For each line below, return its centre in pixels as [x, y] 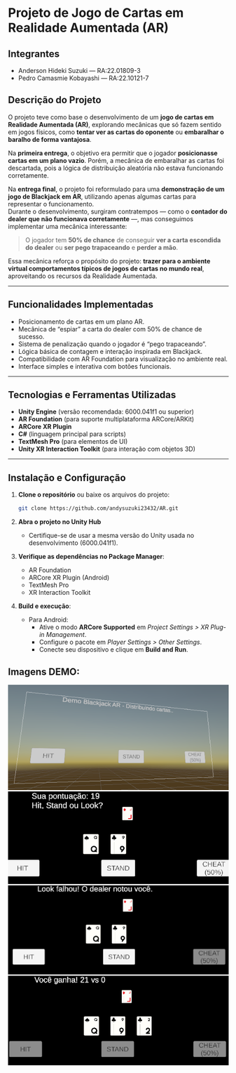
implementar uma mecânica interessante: [68, 226]
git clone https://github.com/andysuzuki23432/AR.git [98, 508]
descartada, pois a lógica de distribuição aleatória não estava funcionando [116, 168]
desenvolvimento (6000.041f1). [73, 543]
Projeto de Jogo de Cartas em [96, 13]
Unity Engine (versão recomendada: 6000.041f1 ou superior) [106, 412]
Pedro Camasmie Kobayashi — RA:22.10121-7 [83, 78]
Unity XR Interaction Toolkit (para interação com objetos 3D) [106, 449]
